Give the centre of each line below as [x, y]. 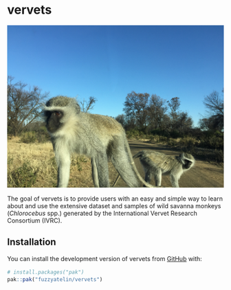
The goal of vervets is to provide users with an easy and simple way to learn [115, 199]
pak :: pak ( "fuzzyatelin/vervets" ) [55, 279]
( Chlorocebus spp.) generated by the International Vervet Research [102, 213]
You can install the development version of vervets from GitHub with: [105, 258]
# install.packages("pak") [46, 272]
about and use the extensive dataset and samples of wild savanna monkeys [114, 205]
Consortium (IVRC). [35, 220]
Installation [32, 242]
